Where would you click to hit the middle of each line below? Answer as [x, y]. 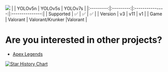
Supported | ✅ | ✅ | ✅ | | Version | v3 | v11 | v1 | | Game [105, 14]
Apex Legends [27, 54]
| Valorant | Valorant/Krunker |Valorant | [46, 20]
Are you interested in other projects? [84, 40]
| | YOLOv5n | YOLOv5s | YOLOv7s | [49, 8]
